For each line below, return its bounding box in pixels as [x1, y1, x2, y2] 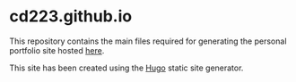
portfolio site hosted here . [9, 45, 105, 55]
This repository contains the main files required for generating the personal [9, 36, 287, 46]
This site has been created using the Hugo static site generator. [9, 62, 244, 73]
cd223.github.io [9, 6, 133, 27]
